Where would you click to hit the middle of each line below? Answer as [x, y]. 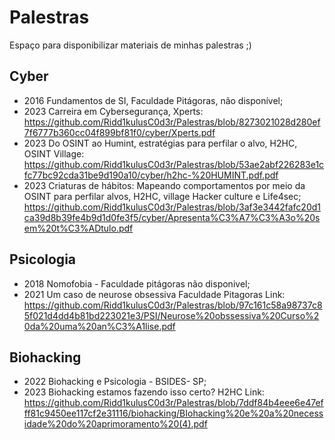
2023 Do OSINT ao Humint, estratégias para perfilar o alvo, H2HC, [160, 143]
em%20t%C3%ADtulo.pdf [78, 228]
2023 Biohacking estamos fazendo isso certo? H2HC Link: [144, 392]
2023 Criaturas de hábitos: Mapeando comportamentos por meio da [164, 185]
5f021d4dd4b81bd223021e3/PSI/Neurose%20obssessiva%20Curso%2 [171, 315]
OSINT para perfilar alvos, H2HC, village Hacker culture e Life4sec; [162, 196]
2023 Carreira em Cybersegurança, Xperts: [113, 111]
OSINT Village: [54, 153]
